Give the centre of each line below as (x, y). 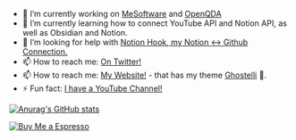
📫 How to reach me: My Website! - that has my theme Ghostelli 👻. (144, 75)
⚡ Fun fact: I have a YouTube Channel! (92, 88)
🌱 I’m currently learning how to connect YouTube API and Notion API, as (155, 23)
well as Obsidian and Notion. (75, 33)
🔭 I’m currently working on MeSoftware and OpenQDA (122, 14)
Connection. (45, 52)
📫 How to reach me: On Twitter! (81, 62)
